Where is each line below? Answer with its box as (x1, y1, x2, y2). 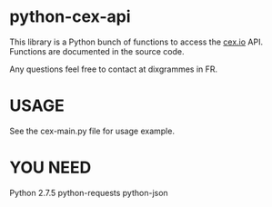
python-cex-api (9, 6, 131, 27)
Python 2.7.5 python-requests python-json (9, 187, 168, 198)
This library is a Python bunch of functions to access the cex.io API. (9, 36, 264, 47)
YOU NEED (9, 157, 92, 178)
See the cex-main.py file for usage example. (9, 125, 176, 136)
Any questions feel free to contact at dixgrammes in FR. (9, 64, 218, 74)
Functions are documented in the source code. (9, 45, 185, 56)
